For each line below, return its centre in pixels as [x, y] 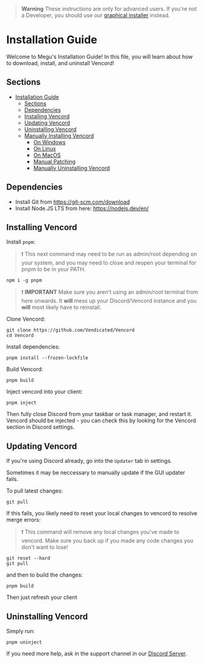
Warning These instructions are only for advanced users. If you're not [109, 9]
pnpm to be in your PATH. [53, 269]
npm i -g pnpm [24, 280]
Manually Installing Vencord [59, 136]
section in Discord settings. [40, 427]
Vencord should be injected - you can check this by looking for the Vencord [101, 421]
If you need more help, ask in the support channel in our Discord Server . [97, 654]
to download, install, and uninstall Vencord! [60, 63]
